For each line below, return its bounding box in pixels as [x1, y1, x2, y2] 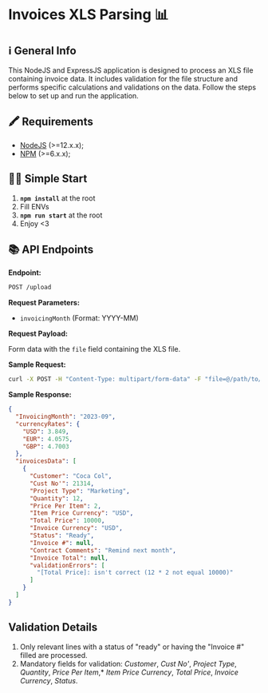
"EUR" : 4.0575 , [22, 435, 73, 443]
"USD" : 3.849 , [22, 428, 69, 436]
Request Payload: [8, 329, 68, 339]
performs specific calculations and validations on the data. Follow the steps [8, 82, 257, 92]
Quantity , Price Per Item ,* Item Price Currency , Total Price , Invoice [19, 667, 239, 677]
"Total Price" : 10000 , [29, 516, 105, 525]
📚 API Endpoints [8, 243, 94, 257]
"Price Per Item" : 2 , [29, 502, 102, 510]
